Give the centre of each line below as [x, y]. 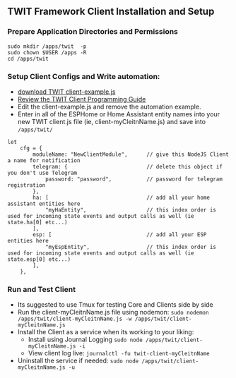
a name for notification [44, 160]
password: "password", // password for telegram [134, 179]
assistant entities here [44, 204]
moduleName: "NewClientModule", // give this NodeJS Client [131, 154]
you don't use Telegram [42, 173]
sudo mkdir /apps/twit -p [47, 46]
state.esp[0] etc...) [39, 259]
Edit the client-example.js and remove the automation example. [109, 106]
